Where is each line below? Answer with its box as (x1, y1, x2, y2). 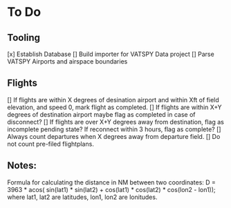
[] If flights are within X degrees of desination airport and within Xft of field (7, 95, 219, 104)
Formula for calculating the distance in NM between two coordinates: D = (7, 178, 216, 187)
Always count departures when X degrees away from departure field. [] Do (7, 132, 221, 140)
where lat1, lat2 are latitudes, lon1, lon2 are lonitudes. (7, 193, 158, 201)
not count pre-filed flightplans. (7, 140, 95, 148)
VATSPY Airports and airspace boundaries (7, 57, 128, 66)
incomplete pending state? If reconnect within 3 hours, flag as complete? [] (7, 125, 221, 133)
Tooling (7, 32, 40, 44)
